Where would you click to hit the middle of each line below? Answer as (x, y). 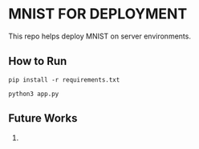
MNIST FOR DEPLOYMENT (98, 14)
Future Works (43, 118)
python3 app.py (34, 94)
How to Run (38, 61)
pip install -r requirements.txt (64, 80)
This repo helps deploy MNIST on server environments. (99, 36)
